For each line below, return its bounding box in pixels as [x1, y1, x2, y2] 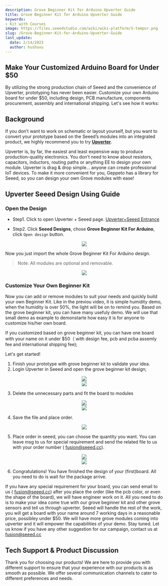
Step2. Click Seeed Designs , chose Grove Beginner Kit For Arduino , [12, 226, 155, 232]
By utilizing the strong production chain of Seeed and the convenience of [5, 84, 156, 90]
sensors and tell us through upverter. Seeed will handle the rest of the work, [5, 505, 162, 511]
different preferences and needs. [5, 575, 74, 581]
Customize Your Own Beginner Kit [5, 282, 90, 289]
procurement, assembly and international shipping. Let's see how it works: [5, 100, 159, 106]
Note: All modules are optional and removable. [17, 260, 113, 266]
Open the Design [5, 205, 47, 212]
